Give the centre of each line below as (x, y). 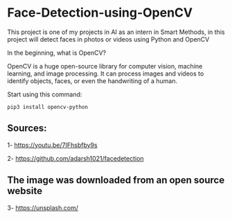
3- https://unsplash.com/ (43, 208)
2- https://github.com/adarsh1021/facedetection (75, 158)
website (25, 191)
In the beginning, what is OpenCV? (56, 53)
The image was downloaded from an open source (116, 181)
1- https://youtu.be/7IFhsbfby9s (53, 145)
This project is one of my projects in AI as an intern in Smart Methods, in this (116, 32)
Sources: (27, 129)
